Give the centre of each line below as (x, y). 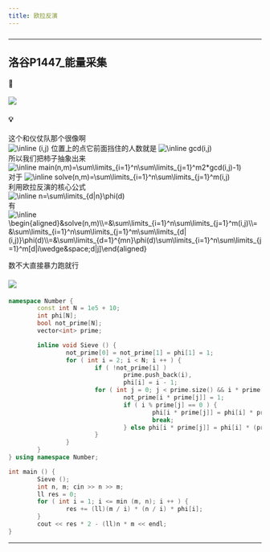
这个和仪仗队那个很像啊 (47, 138)
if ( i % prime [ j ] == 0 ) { (170, 405)
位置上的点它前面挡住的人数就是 (104, 149)
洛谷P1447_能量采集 (57, 62)
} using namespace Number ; (53, 458)
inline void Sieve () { (77, 345)
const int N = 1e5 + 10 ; (79, 309)
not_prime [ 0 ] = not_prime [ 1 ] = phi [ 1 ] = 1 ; (140, 353)
